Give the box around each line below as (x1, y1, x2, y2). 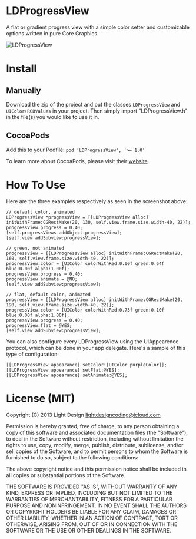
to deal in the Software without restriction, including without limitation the (6, 435, 184, 442)
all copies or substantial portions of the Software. (6, 471, 125, 478)
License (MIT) (6, 392, 75, 405)
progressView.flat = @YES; (6, 322, 72, 328)
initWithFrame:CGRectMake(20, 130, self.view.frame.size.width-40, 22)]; (6, 219, 191, 225)
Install (6, 62, 37, 75)
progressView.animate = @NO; (6, 276, 78, 282)
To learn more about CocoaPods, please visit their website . (6, 157, 150, 164)
